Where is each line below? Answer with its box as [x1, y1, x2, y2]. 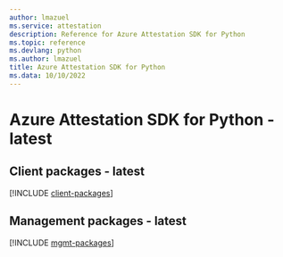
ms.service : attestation [9, 21, 102, 30]
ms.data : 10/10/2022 [9, 71, 87, 80]
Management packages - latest [9, 213, 187, 228]
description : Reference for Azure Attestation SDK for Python [9, 29, 246, 38]
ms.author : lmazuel [9, 54, 82, 63]
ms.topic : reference [9, 37, 87, 47]
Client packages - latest [9, 164, 146, 179]
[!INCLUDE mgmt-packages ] [9, 237, 114, 248]
